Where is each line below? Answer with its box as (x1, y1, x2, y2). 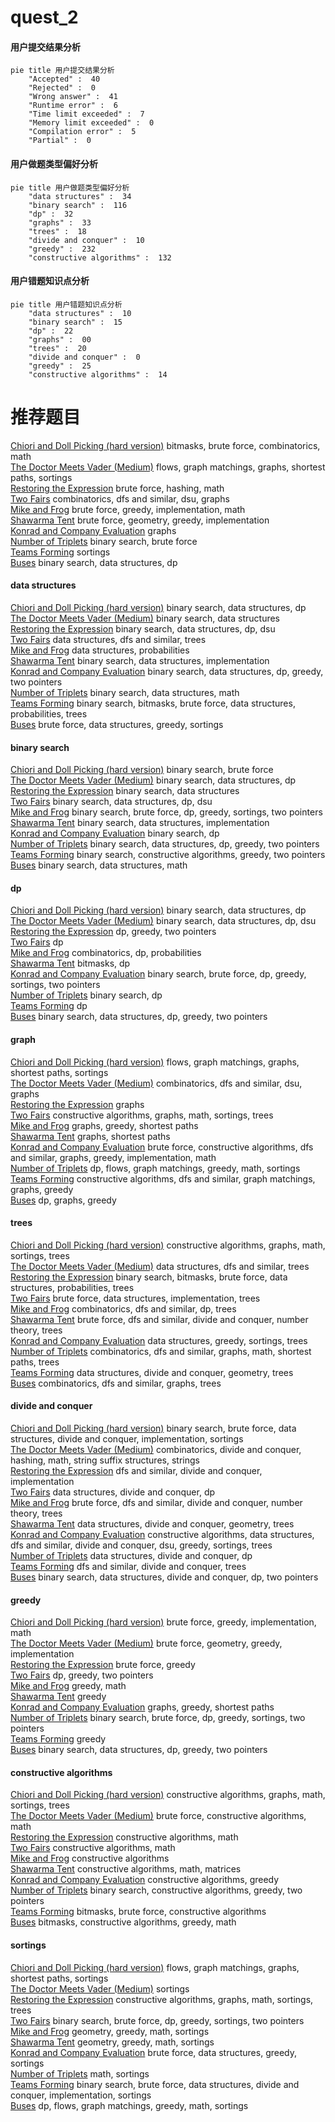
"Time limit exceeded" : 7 (28, 109, 145, 120)
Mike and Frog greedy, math (10, 1680, 127, 1692)
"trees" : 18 (28, 226, 87, 236)
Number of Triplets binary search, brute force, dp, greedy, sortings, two (10, 1712, 306, 1724)
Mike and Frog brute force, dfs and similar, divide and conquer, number (10, 1496, 303, 1508)
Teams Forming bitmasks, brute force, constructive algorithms (10, 1906, 267, 1918)
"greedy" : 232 (28, 244, 97, 254)
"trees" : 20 (28, 343, 87, 353)
